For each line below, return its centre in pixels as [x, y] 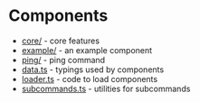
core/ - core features [61, 41]
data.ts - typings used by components [93, 70]
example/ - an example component [87, 50]
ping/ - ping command [63, 60]
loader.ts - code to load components [90, 79]
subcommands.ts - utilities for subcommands [106, 88]
